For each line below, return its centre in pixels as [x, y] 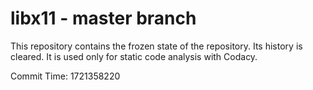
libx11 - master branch [103, 18]
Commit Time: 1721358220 [65, 76]
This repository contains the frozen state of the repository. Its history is [156, 46]
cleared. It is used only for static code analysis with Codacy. [134, 56]
